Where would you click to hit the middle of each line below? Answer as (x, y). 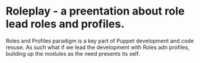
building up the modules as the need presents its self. (73, 53)
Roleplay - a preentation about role (95, 11)
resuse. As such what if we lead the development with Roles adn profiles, (98, 47)
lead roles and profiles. (65, 24)
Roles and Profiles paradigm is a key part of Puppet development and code (100, 41)
